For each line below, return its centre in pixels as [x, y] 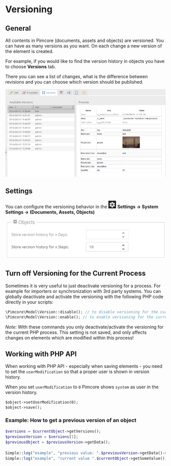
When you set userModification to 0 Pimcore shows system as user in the [82, 387]
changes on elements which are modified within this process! [69, 338]
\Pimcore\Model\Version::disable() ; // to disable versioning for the [82, 312]
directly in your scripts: [29, 302]
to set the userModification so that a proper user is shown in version [77, 372]
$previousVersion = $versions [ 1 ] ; [42, 437]
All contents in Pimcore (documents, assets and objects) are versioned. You [84, 40]
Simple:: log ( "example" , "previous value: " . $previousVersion [72, 453]
